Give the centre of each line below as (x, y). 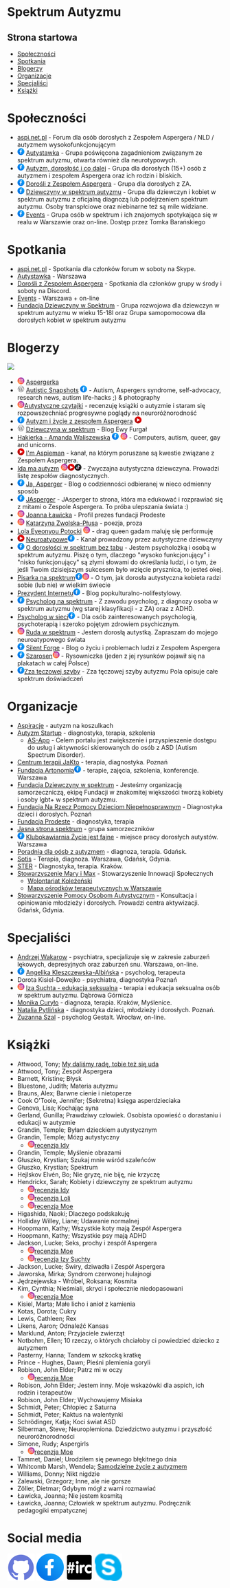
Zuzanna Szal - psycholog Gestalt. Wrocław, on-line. (91, 1017)
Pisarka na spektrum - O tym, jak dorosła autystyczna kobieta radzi (119, 577)
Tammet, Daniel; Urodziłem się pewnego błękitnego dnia (97, 1459)
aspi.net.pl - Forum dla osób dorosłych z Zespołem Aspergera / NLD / (115, 137)
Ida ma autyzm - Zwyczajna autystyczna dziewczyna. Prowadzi (118, 468)
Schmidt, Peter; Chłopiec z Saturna (67, 1407)
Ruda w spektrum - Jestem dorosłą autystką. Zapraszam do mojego (122, 632)
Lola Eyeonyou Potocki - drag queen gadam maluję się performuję (115, 531)
